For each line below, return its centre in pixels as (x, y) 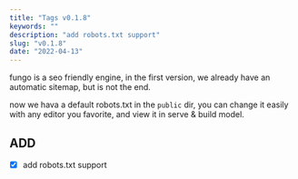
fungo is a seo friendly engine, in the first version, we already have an (140, 77)
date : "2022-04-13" (46, 52)
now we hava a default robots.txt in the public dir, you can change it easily (149, 104)
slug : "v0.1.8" (38, 43)
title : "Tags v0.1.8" (50, 18)
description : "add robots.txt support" (85, 35)
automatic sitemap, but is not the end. (80, 87)
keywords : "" (34, 26)
